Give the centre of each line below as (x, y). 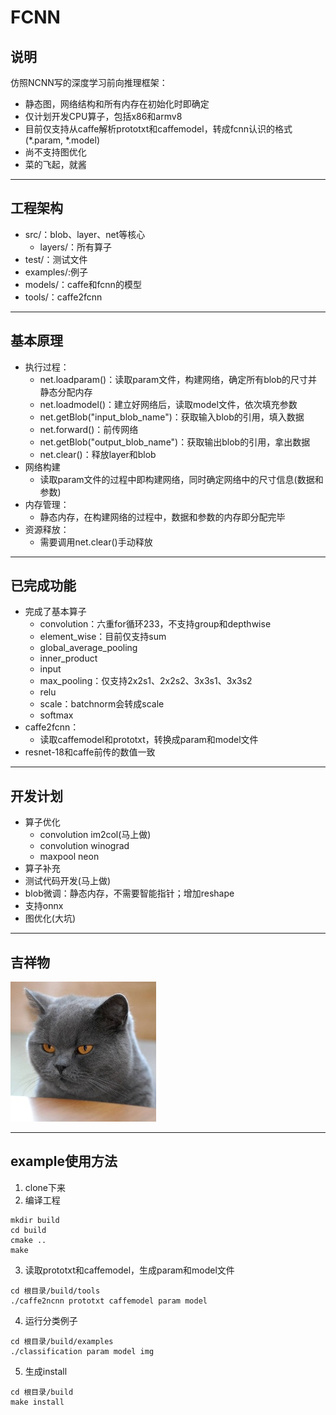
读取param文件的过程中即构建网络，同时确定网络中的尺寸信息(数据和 (181, 479)
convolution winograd (84, 846)
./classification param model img (82, 1351)
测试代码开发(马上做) (68, 881)
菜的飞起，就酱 (55, 164)
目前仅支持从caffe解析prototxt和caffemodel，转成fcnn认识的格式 (158, 129)
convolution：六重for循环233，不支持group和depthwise (155, 624)
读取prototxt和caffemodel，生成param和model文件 (129, 1270)
